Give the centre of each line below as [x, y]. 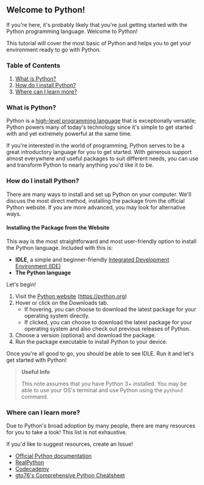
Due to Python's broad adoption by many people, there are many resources [101, 426]
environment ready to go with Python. [54, 49]
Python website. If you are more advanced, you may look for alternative [96, 207]
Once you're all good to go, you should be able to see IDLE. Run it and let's [100, 353]
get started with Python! [37, 360]
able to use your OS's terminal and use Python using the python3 [102, 390]
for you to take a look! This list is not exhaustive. [67, 432]
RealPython [30, 462]
